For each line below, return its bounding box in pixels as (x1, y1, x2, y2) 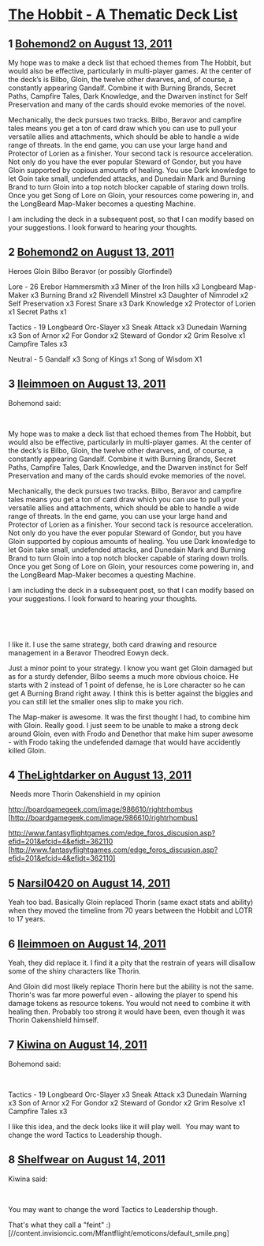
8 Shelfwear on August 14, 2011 (8, 1153, 165, 1166)
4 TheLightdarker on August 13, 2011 (8, 768, 191, 783)
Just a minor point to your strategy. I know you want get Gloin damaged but (8, 663, 254, 673)
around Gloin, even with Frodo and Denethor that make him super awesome (8, 729, 254, 738)
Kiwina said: (8, 1174, 48, 1184)
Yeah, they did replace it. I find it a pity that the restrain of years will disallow (8, 958, 256, 968)
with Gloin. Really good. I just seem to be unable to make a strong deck (8, 720, 239, 730)
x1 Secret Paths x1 (8, 306, 67, 317)
